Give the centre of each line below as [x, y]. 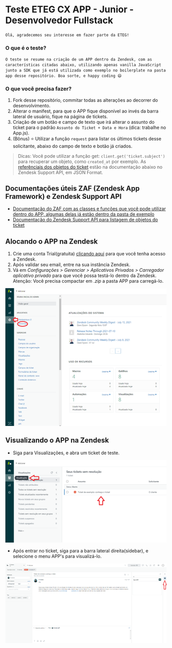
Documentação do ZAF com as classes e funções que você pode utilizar [89, 209]
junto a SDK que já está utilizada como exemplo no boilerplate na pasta [86, 70]
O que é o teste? [26, 48]
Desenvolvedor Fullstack [59, 20]
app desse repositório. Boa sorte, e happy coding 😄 [63, 76]
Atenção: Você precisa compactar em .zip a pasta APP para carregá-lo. [88, 281]
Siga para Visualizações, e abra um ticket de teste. [66, 453]
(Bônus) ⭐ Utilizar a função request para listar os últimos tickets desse [87, 138]
